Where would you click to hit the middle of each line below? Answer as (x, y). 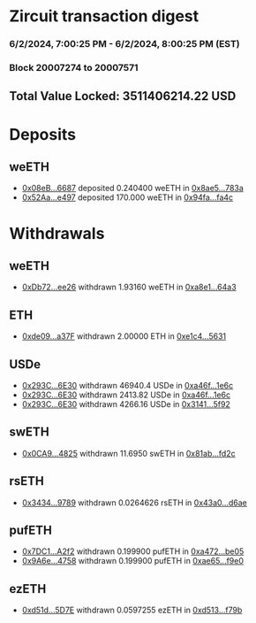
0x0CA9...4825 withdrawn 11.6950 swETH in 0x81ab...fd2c (128, 453)
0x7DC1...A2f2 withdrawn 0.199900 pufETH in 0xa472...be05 (133, 551)
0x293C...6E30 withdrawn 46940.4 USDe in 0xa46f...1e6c (128, 386)
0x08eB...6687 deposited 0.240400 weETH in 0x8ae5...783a (133, 188)
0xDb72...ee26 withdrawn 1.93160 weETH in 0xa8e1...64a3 (129, 287)
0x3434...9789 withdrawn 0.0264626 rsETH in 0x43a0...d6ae (134, 503)
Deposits (43, 134)
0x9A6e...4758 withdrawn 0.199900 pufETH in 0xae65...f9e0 (133, 561)
